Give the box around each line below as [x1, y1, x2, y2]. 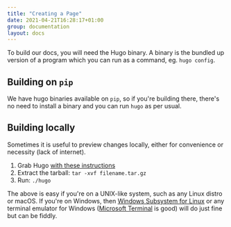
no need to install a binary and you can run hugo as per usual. [7, 102, 182, 110]
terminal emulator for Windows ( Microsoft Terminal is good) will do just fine [7, 204, 223, 212]
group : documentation [7, 23, 70, 30]
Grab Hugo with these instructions [17, 161, 116, 169]
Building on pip [7, 76, 74, 87]
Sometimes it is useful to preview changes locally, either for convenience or [7, 140, 224, 149]
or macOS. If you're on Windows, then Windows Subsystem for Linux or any [7, 196, 225, 205]
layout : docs [7, 29, 45, 37]
